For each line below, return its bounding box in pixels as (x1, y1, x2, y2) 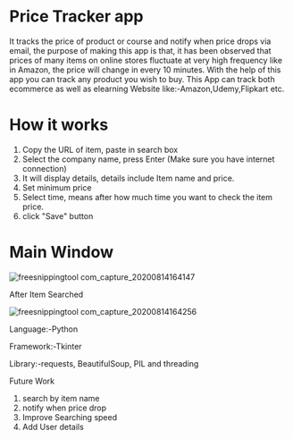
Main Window (9, 242, 114, 263)
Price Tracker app (9, 6, 144, 27)
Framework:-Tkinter (9, 341, 82, 351)
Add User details (21, 421, 85, 432)
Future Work (9, 376, 55, 386)
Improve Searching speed (21, 411, 118, 422)
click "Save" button (21, 210, 94, 221)
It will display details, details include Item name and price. (21, 173, 235, 183)
